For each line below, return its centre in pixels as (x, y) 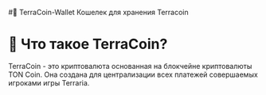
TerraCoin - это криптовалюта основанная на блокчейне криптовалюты (130, 66)
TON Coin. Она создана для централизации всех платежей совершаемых (133, 74)
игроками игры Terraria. (49, 82)
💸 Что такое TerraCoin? (88, 44)
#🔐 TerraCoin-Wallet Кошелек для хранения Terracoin (98, 12)
